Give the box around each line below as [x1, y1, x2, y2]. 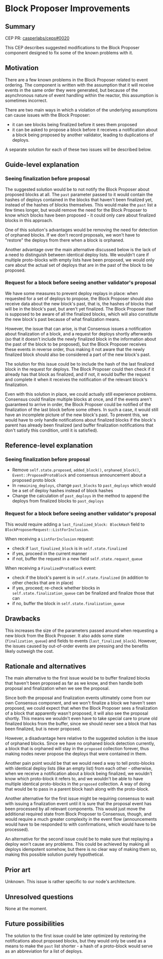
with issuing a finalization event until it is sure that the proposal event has [5, 801, 152, 807]
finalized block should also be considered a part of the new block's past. [5, 351, 151, 357]
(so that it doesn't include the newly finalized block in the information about [5, 336, 157, 342]
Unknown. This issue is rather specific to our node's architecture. [5, 879, 136, 885]
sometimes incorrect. [5, 97, 48, 103]
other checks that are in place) [12, 580, 74, 586]
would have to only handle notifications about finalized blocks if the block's [5, 417, 156, 423]
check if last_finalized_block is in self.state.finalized [12, 545, 127, 551]
